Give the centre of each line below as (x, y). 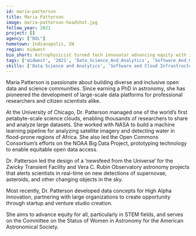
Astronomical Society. (32, 227)
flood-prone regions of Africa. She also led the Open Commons (82, 137)
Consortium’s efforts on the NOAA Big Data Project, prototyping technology (97, 143)
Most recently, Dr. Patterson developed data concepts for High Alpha (89, 191)
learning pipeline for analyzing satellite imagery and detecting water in (90, 131)
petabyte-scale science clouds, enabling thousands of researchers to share (97, 119)
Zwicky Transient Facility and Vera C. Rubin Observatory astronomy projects (98, 167)
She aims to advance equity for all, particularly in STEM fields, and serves (95, 214)
